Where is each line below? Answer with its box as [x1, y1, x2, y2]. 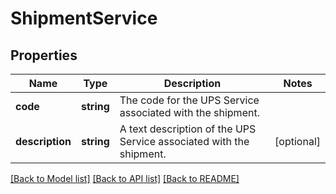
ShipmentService [10, 7, 158, 30]
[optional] [274, 135, 321, 148]
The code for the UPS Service [119, 93, 260, 107]
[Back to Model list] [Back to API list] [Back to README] [10, 173, 240, 184]
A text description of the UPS [119, 122, 257, 136]
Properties [10, 47, 78, 64]
